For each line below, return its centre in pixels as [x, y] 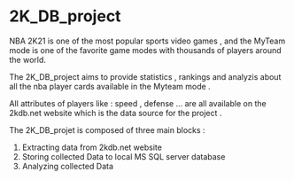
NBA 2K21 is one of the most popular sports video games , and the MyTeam [147, 41]
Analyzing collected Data [67, 166]
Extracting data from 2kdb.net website [92, 147]
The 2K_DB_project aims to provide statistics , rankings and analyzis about [145, 76]
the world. [28, 59]
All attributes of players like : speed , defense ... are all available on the [138, 103]
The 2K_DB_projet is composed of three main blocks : [107, 129]
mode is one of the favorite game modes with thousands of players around [145, 50]
